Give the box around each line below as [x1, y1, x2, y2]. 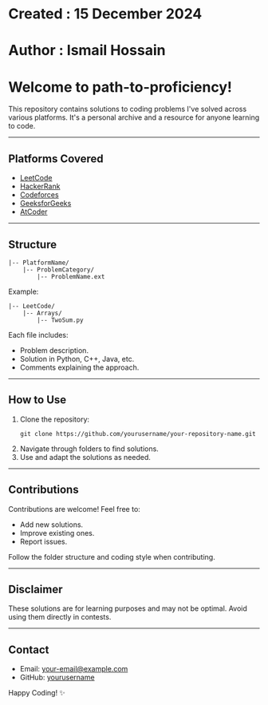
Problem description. [19, 345, 89, 355]
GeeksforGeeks [19, 199, 72, 208]
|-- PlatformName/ [8, 259, 69, 267]
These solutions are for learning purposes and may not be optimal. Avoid [8, 604, 247, 613]
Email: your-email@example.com [19, 664, 128, 674]
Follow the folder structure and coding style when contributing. [8, 552, 215, 561]
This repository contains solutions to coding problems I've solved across [8, 105, 247, 114]
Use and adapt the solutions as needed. [19, 452, 152, 461]
